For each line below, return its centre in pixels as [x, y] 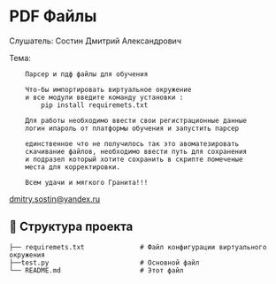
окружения [27, 255]
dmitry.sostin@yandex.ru [55, 199]
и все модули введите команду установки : [104, 97]
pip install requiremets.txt [95, 105]
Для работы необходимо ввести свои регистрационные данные [136, 120]
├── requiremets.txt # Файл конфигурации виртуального [138, 247]
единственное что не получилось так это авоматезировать [132, 143]
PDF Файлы [53, 16]
